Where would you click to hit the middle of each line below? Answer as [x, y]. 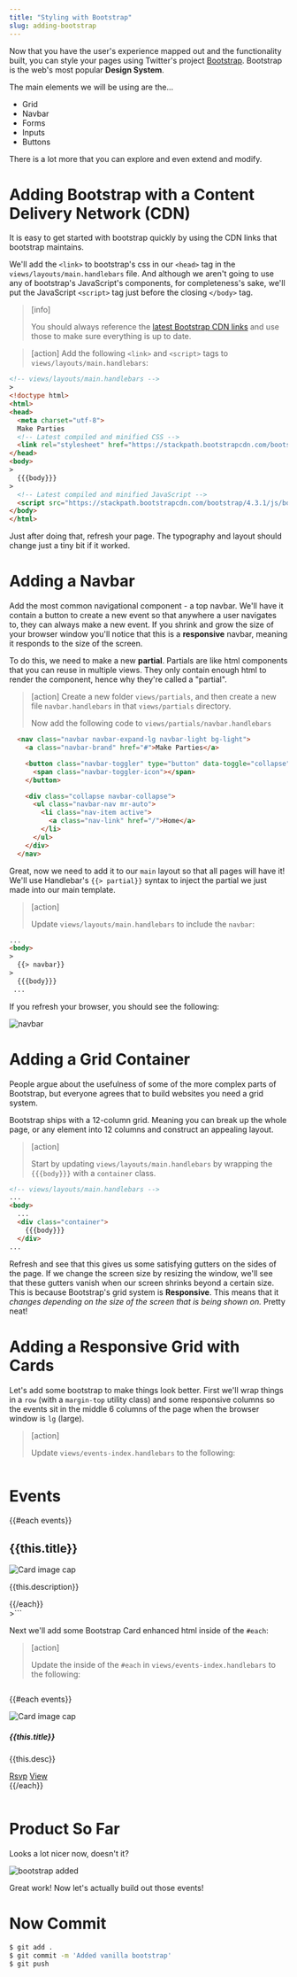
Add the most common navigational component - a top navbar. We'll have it [146, 606]
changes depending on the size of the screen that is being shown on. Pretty [147, 1301]
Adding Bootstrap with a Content [132, 194]
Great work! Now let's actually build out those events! [107, 1888]
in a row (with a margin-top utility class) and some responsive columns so [142, 1399]
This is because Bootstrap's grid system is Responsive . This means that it [144, 1292]
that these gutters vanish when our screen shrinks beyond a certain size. [142, 1283]
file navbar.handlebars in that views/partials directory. [131, 706]
